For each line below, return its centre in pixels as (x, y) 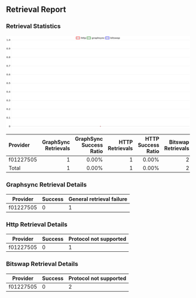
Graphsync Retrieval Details (46, 185)
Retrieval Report (36, 10)
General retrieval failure (98, 199)
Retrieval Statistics (34, 26)
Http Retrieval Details (37, 224)
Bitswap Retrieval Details (42, 264)
